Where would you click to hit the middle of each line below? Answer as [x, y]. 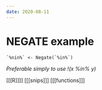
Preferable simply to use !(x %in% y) [51, 68]
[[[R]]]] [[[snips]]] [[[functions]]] [46, 80]
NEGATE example [50, 41]
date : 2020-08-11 [28, 12]
